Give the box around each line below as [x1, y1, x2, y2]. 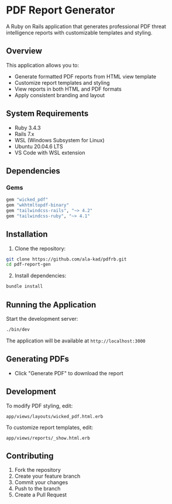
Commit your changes [14, 479, 68, 486]
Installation [6, 229, 48, 239]
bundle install [6, 283, 43, 290]
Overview [6, 46, 43, 56]
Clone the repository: [14, 245, 66, 252]
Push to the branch [14, 485, 61, 492]
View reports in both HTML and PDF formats [14, 85, 122, 92]
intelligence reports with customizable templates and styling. [6, 29, 153, 36]
